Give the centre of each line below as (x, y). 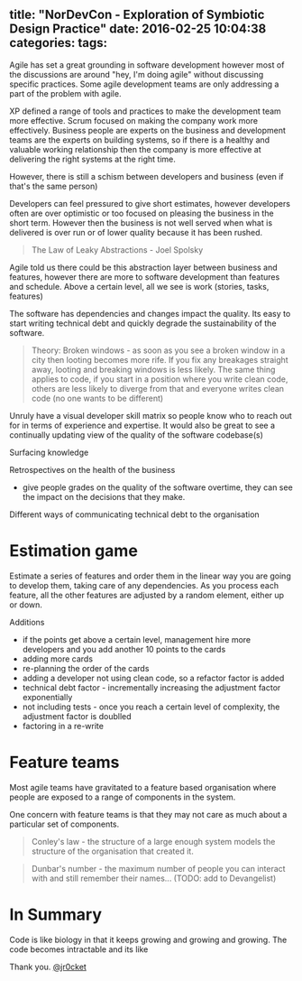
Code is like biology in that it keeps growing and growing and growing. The (148, 939)
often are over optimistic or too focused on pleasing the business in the (142, 213)
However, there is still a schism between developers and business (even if (146, 176)
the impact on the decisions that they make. (104, 496)
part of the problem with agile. (65, 93)
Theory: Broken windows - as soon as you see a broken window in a (158, 350)
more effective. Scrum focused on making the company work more (134, 120)
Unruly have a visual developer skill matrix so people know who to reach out (151, 415)
